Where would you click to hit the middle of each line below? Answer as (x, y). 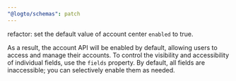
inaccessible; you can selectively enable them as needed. (91, 70)
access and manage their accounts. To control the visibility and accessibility (118, 55)
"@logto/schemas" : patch (44, 14)
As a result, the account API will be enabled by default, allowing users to (112, 47)
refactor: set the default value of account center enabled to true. (100, 34)
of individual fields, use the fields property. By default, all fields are (106, 62)
